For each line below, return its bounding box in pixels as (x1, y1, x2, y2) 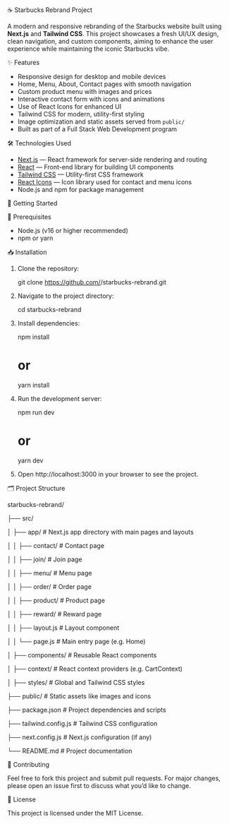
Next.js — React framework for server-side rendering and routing (17, 155, 207, 164)
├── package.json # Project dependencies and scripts (7, 705, 167, 714)
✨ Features (7, 59, 40, 66)
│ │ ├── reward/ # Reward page (7, 609, 102, 618)
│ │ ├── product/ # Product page (7, 596, 106, 604)
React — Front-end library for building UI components (17, 163, 174, 171)
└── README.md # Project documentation (7, 746, 132, 755)
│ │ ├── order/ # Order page (7, 582, 92, 591)
